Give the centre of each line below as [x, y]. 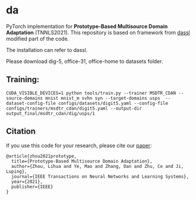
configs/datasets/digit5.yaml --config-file [113, 103]
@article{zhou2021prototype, [41, 156]
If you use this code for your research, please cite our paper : [79, 145]
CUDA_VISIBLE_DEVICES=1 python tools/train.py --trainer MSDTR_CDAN [91, 93]
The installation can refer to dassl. [47, 50]
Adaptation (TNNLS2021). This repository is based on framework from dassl [98, 32]
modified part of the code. [38, 38]
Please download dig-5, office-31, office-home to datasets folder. [85, 61]
